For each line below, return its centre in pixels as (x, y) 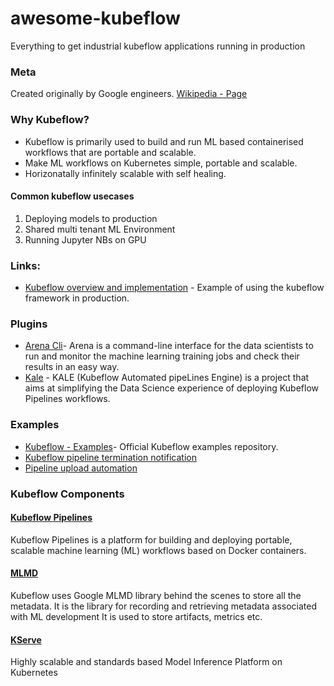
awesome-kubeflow (95, 18)
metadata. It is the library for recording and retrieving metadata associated (163, 606)
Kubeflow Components (67, 494)
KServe (26, 639)
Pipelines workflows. (67, 399)
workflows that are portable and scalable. (110, 152)
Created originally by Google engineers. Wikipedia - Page (129, 94)
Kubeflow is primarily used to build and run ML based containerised (164, 141)
